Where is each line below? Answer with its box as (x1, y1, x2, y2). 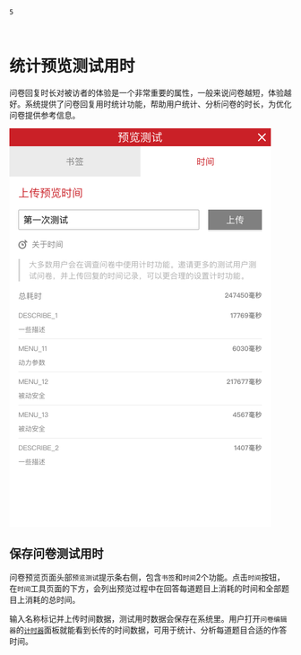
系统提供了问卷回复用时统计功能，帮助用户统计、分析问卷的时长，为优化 (24, 98, 292, 109)
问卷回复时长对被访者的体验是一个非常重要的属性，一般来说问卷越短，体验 (9, 87, 284, 98)
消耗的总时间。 (24, 594, 81, 605)
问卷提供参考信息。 (9, 109, 81, 120)
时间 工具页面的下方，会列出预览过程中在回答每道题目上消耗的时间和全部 (17, 582, 282, 594)
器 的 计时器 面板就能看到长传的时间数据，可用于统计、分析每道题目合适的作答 (9, 624, 288, 635)
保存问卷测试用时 (9, 546, 104, 562)
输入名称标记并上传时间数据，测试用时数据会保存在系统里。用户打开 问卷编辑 (9, 613, 288, 624)
